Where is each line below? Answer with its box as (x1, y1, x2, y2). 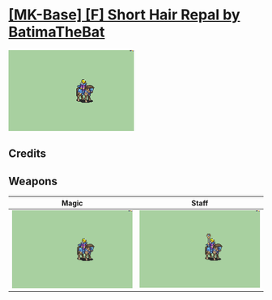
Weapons (8, 174, 58, 188)
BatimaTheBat (8, 23, 105, 41)
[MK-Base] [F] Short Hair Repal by (8, 6, 240, 24)
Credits (8, 147, 47, 161)
